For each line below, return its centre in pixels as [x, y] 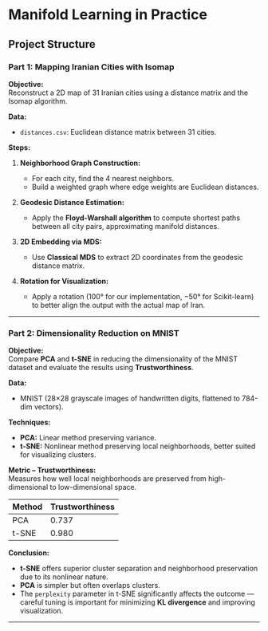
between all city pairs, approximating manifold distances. [125, 226]
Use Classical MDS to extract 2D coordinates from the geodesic [137, 257]
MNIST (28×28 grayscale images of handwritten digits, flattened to [130, 398]
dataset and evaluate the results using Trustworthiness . [101, 368]
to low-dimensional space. [93, 487]
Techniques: [30, 422]
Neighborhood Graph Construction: [80, 163]
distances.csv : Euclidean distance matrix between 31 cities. [118, 132]
